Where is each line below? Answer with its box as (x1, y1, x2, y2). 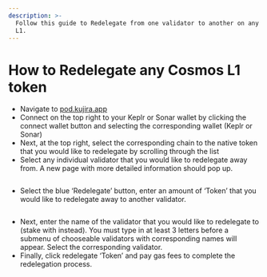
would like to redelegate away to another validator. (19, 195, 186, 204)
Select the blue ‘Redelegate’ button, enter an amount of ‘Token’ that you (19, 186, 257, 196)
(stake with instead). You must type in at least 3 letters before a (19, 225, 229, 235)
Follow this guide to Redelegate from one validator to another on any (15, 19, 260, 27)
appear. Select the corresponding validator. (19, 243, 163, 252)
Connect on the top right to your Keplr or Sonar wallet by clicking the (19, 113, 247, 122)
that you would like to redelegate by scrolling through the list (19, 147, 220, 156)
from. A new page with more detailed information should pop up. (19, 164, 233, 173)
